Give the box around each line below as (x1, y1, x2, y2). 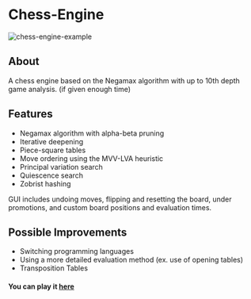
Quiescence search (19, 171, 84, 180)
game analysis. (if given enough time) (8, 84, 131, 94)
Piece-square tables (19, 145, 86, 155)
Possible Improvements (8, 225, 127, 239)
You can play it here (8, 282, 75, 291)
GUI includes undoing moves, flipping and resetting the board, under (8, 194, 232, 204)
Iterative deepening (19, 136, 84, 146)
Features (8, 107, 53, 121)
